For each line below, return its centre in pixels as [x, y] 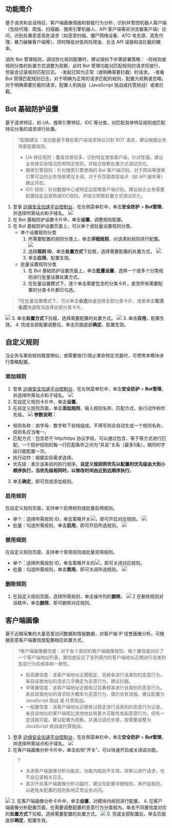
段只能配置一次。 [31, 451]
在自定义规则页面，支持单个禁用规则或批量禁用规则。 [61, 552]
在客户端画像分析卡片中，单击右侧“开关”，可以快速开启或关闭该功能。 [87, 750]
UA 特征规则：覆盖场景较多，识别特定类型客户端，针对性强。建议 [94, 157]
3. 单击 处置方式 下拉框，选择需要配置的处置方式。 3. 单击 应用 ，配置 [86, 318]
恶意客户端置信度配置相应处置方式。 [48, 640]
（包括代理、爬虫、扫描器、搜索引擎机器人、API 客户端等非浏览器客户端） [84, 29]
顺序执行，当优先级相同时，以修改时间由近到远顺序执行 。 [73, 470]
